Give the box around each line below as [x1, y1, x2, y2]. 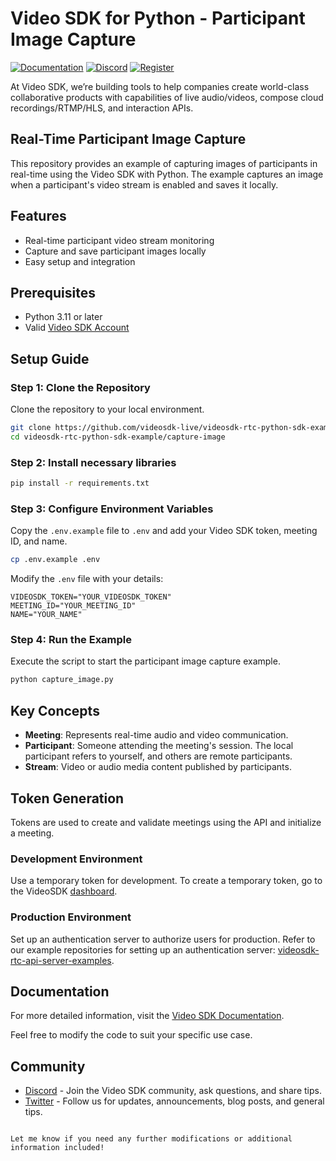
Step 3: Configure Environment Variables [10, 502, 214, 516]
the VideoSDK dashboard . [10, 885, 118, 897]
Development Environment [10, 852, 143, 866]
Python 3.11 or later [24, 311, 103, 323]
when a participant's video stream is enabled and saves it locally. [10, 178, 279, 191]
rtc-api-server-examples [10, 954, 112, 966]
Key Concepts [10, 702, 100, 719]
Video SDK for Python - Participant [10, 7, 306, 30]
